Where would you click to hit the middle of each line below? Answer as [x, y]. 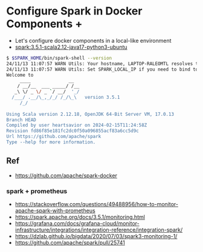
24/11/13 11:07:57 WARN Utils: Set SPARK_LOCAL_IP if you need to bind [98, 69]
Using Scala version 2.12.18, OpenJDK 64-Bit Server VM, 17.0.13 [90, 114]
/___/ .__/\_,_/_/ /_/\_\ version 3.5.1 [66, 98]
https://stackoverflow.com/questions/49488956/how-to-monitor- [97, 204]
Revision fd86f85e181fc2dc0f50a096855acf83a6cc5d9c [72, 131]
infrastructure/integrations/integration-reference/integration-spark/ [99, 230]
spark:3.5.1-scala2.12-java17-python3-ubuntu [71, 47]
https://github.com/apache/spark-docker [66, 175]
